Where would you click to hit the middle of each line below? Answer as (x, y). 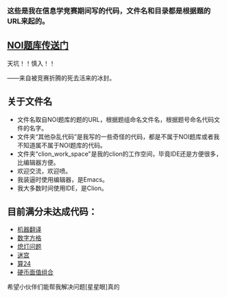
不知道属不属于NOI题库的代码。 (61, 145)
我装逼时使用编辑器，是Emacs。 (62, 179)
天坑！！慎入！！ (31, 63)
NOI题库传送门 (38, 46)
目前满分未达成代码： (52, 212)
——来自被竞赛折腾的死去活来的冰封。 (61, 78)
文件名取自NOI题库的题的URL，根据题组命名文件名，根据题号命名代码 (116, 119)
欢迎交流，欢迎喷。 (44, 171)
